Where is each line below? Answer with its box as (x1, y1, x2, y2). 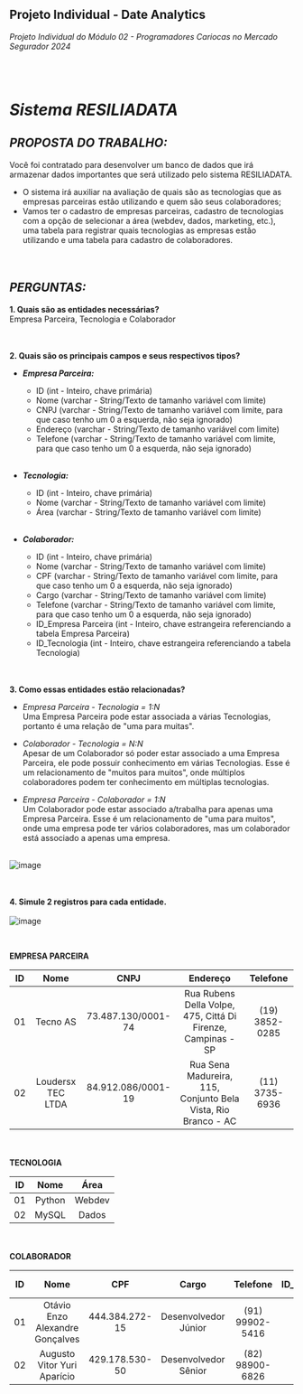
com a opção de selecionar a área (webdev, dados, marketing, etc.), (22, 215, 277, 226)
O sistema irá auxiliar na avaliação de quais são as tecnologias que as (22, 186, 282, 197)
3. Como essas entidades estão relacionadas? (9, 684, 186, 695)
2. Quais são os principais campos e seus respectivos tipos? (9, 350, 241, 360)
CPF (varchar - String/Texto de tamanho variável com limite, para (35, 570, 278, 581)
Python (34, 1193, 66, 1206)
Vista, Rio (189, 1103, 230, 1116)
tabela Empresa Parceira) (35, 628, 131, 639)
